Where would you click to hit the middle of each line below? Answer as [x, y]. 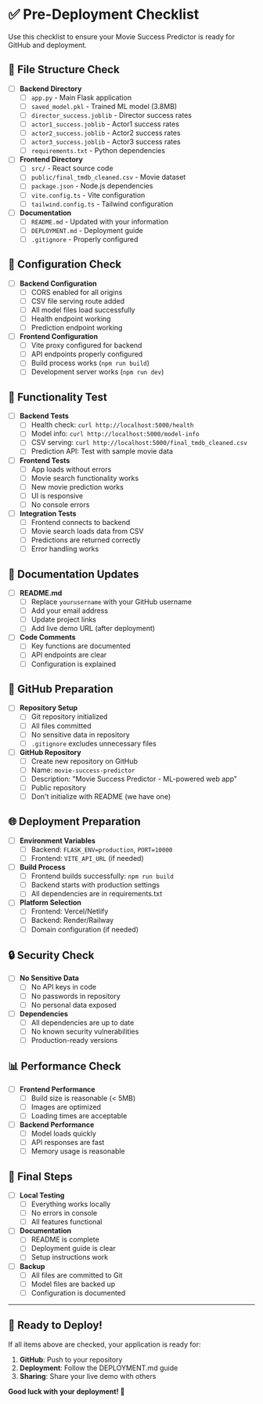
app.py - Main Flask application [81, 97]
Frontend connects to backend [81, 522]
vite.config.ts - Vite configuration [88, 195]
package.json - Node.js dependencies [92, 186]
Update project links [63, 620]
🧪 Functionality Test [58, 397]
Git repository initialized [69, 717]
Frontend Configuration [59, 337]
